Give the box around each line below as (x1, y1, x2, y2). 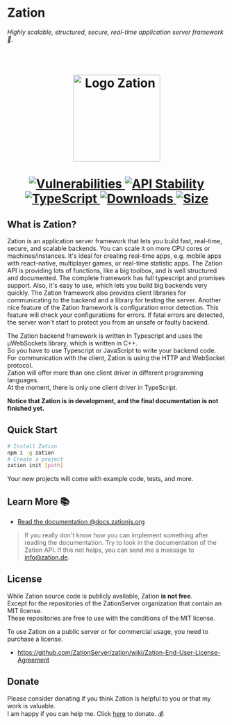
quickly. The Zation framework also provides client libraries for (7, 288, 186, 297)
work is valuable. (7, 701, 56, 710)
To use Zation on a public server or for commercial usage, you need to (7, 627, 208, 635)
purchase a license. (7, 635, 64, 643)
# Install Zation (7, 443, 58, 450)
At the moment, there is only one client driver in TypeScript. (7, 383, 178, 391)
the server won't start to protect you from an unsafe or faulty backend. (7, 318, 210, 326)
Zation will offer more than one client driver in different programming (7, 368, 204, 377)
